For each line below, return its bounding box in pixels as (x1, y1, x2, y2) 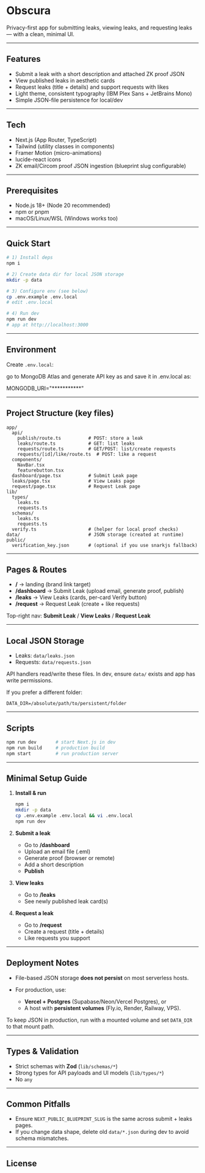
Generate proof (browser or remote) (24, 854, 115, 861)
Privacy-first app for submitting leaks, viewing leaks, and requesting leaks (6, 24, 192, 31)
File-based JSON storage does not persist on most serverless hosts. (15, 974, 189, 981)
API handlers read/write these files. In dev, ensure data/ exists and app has (6, 670, 195, 677)
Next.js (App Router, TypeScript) (15, 136, 97, 143)
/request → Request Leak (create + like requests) (15, 600, 140, 608)
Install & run (15, 790, 47, 797)
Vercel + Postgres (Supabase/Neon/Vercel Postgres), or (24, 998, 167, 1005)
